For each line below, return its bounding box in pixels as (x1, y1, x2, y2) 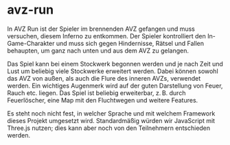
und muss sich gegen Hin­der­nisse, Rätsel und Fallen (56, 39, 205, 47)
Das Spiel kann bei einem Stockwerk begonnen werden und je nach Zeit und (7, 60, 223, 68)
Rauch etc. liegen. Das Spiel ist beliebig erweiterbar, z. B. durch (7, 88, 186, 97)
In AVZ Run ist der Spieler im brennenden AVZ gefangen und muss (7, 25, 196, 33)
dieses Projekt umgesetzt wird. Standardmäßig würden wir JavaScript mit (7, 116, 215, 124)
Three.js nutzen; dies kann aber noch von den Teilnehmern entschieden (7, 124, 211, 132)
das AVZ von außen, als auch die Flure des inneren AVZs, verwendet (7, 74, 201, 82)
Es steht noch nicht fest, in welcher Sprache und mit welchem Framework (7, 109, 216, 118)
